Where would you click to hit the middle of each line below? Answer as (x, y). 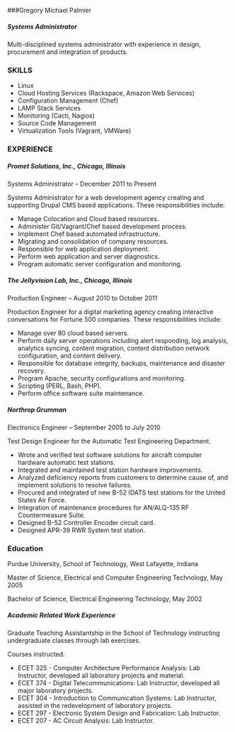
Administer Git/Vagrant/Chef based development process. (102, 227)
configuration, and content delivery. (70, 356)
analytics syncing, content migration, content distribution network (114, 348)
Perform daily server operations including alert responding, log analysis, (123, 341)
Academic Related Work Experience (62, 615)
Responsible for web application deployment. (84, 249)
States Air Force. (42, 500)
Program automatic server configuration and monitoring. (100, 264)
